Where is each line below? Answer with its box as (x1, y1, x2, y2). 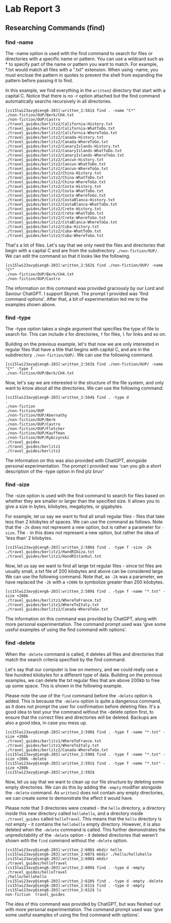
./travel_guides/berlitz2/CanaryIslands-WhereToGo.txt (5, 153, 125, 158)
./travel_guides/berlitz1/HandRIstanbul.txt (5, 554, 102, 559)
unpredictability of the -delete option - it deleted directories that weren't (5, 832, 158, 838)
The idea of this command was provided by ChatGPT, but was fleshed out (5, 901, 161, 907)
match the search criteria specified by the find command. (5, 657, 126, 663)
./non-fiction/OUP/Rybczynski (5, 435, 70, 441)
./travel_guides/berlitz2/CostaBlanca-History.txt (5, 197, 115, 202)
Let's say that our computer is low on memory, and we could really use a (5, 666, 158, 672)
